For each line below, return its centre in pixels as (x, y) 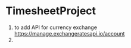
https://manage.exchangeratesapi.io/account (69, 33)
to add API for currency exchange (56, 27)
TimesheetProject (51, 11)
